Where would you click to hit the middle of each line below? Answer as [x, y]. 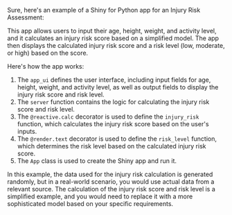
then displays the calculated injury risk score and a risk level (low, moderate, [116, 45]
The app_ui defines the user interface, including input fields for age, [114, 80]
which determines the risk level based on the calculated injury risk [111, 146]
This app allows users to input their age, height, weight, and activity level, [112, 31]
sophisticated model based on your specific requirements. [90, 204]
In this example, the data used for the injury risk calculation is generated [110, 174]
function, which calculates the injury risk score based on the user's [113, 124]
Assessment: [26, 17]
